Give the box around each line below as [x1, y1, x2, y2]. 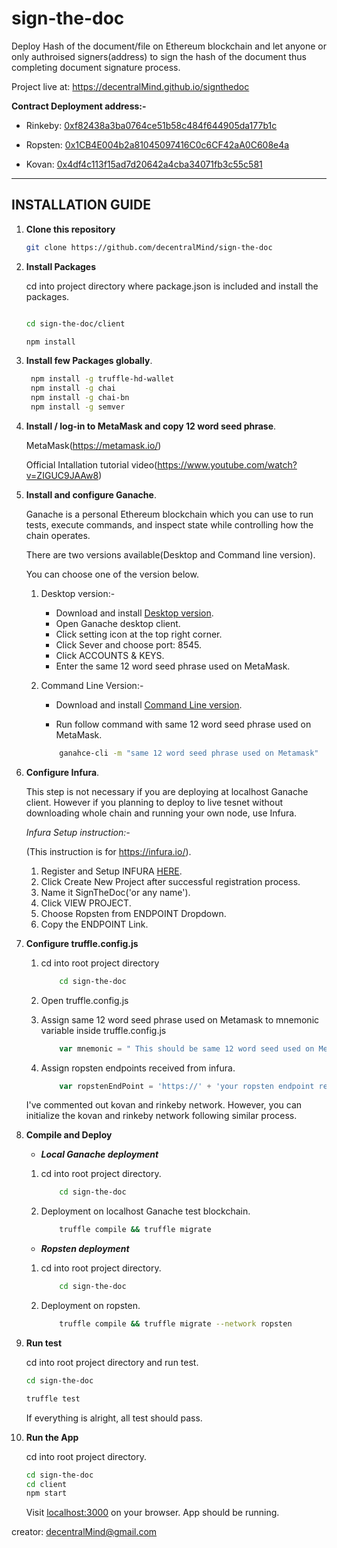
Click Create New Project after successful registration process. [40, 875, 301, 887]
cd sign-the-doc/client [25, 318, 126, 329]
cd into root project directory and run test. [25, 1356, 199, 1368]
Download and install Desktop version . [55, 607, 214, 619]
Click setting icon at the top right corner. [55, 628, 223, 640]
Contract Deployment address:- [11, 100, 147, 112]
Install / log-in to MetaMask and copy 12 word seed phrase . [25, 420, 277, 432]
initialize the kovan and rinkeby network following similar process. [25, 1110, 298, 1122]
